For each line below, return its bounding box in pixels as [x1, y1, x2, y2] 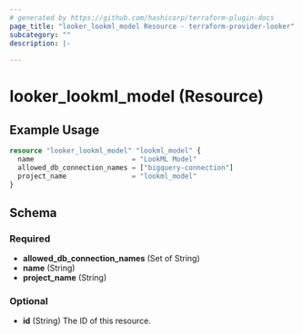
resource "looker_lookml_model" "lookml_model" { [9, 146, 202, 155]
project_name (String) [22, 272, 107, 283]
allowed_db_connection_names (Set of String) [22, 253, 200, 264]
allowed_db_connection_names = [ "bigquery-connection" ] [17, 163, 234, 172]
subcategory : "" [9, 30, 71, 39]
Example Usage [9, 122, 100, 137]
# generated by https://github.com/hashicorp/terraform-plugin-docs [9, 13, 275, 23]
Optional [9, 295, 48, 308]
